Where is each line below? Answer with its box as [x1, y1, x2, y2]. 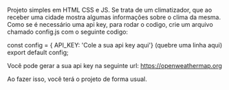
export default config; [7, 48, 69, 56]
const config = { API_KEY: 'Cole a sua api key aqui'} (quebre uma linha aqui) [7, 41, 223, 49]
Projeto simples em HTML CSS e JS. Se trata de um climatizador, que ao [7, 6, 212, 14]
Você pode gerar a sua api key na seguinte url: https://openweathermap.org [7, 62, 222, 69]
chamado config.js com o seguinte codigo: [7, 27, 129, 36]
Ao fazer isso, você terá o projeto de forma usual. [7, 75, 148, 83]
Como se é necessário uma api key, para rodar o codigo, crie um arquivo [7, 21, 213, 28]
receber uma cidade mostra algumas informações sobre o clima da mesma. [7, 13, 221, 21]
